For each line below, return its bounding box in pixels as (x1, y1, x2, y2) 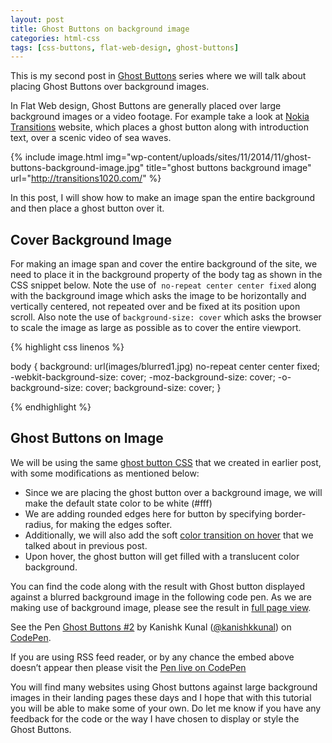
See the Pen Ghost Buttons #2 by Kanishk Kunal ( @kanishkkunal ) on (10, 621, 292, 633)
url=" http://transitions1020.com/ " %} (10, 172, 162, 185)
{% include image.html (10, 151, 104, 163)
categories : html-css (10, 33, 101, 43)
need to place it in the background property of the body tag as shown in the (10, 269, 323, 281)
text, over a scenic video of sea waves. (10, 132, 172, 144)
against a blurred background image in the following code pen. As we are (10, 591, 313, 603)
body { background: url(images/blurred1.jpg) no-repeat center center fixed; (10, 361, 321, 373)
